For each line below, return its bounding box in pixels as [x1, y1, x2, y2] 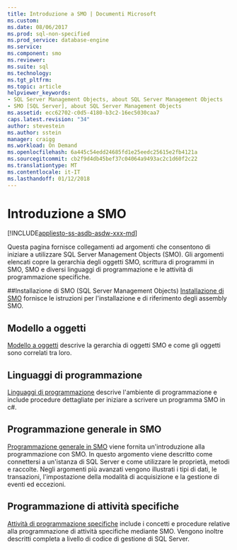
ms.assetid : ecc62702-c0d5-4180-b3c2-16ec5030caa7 [7, 109, 160, 116]
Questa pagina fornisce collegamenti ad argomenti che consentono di [7, 242, 211, 252]
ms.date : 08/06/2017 [7, 23, 69, 30]
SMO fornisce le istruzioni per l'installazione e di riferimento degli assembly [7, 294, 228, 303]
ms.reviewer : [7, 57, 46, 64]
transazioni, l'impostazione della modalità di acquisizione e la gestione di [7, 472, 219, 481]
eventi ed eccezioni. [7, 480, 66, 488]
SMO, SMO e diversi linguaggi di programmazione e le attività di [7, 265, 193, 274]
